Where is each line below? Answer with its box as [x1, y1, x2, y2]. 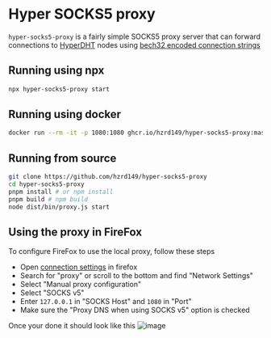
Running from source [8, 151, 117, 165]
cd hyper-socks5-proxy [8, 180, 85, 188]
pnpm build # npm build [8, 195, 89, 203]
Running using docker [8, 108, 122, 121]
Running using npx [8, 64, 105, 78]
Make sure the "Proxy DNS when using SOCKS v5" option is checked [19, 305, 250, 315]
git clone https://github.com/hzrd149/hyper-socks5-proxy [8, 173, 207, 181]
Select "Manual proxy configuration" [19, 280, 142, 289]
